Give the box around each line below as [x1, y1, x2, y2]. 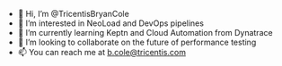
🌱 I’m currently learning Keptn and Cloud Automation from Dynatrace [17, 28, 273, 37]
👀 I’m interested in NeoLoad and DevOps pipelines [17, 18, 205, 29]
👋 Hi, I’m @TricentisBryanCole [17, 9, 130, 19]
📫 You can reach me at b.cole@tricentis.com [17, 47, 187, 57]
